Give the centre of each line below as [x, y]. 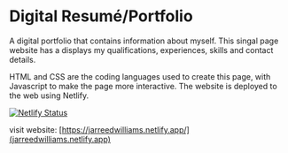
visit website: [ [35, 129]
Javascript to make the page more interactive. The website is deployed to [143, 86]
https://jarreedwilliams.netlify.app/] [126, 129]
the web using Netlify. [49, 96]
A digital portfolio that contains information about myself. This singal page [144, 41]
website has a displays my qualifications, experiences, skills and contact [141, 50]
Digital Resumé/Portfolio [101, 16]
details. [23, 59]
